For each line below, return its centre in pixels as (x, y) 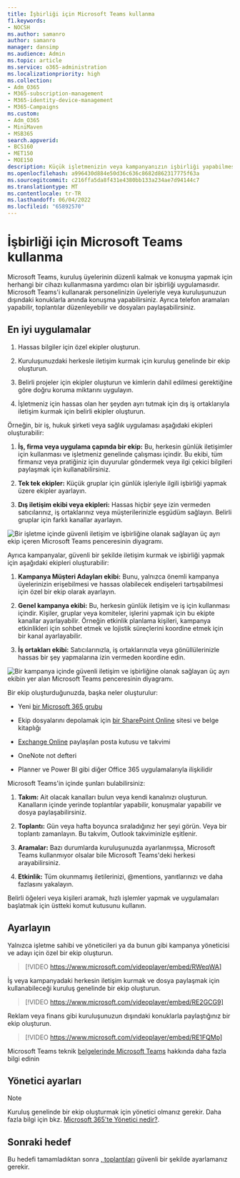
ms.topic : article (35, 61)
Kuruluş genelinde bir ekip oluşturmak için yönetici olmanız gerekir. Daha (114, 1112)
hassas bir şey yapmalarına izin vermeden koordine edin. (101, 657)
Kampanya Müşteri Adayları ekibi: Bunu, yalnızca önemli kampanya (118, 576)
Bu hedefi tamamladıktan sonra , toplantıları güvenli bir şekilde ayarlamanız (117, 1159)
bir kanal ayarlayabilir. (50, 636)
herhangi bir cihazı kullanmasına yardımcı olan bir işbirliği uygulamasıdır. (114, 284)
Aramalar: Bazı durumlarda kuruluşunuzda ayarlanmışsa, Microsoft (116, 847)
